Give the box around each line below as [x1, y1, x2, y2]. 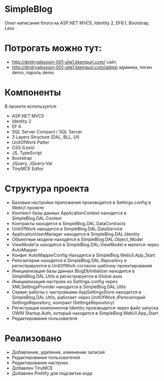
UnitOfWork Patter [11, 139, 50, 145]
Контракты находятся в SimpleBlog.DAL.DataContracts [11, 220, 126, 226]
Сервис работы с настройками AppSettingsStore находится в [11, 289, 141, 295]
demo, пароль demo [11, 69, 54, 75]
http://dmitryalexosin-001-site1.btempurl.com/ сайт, [11, 59, 117, 65]
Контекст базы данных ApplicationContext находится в [11, 210, 127, 216]
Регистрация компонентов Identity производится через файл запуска [11, 305, 159, 311]
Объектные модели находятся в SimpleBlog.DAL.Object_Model [11, 236, 143, 242]
